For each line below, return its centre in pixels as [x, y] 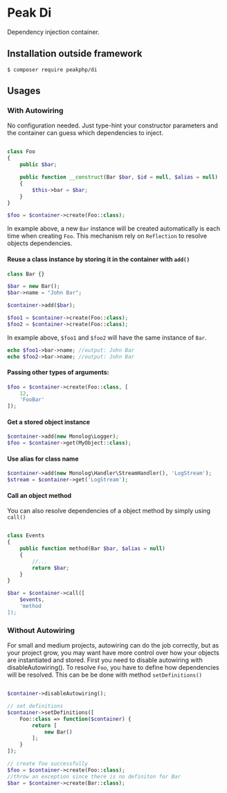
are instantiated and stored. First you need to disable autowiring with [105, 660]
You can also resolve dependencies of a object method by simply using [109, 511]
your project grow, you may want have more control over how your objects [113, 653]
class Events [26, 536]
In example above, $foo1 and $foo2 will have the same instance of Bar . [107, 337]
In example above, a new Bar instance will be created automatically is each [114, 229]
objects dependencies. [40, 243]
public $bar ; [38, 165]
